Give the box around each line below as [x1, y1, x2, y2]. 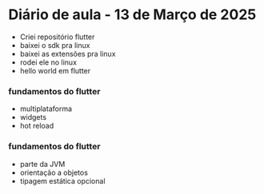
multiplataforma [19, 104, 73, 113]
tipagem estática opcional [19, 176, 106, 185]
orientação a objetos [19, 168, 88, 177]
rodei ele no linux [19, 57, 78, 67]
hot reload [19, 121, 54, 131]
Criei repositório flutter [19, 32, 95, 42]
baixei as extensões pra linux [19, 49, 116, 58]
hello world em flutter [19, 65, 91, 75]
